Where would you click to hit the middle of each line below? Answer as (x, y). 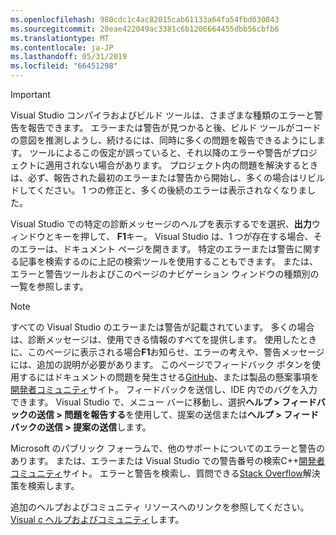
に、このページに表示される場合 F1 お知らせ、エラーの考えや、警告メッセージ (167, 352)
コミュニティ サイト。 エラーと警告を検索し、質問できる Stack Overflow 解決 (165, 473)
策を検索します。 (45, 485)
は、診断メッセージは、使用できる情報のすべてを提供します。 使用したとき (164, 339)
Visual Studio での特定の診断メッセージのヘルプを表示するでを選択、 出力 (161, 224)
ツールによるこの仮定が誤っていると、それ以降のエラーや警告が (160, 152)
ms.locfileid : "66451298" (64, 66)
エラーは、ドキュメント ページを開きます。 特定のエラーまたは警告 (156, 249)
